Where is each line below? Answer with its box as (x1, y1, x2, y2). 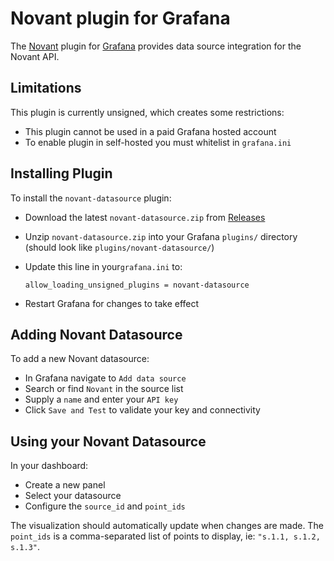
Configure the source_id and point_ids (24, 500, 186, 512)
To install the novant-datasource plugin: (10, 192, 172, 204)
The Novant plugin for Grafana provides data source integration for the (10, 40, 302, 52)
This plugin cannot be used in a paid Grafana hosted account (24, 125, 277, 137)
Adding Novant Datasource (10, 326, 183, 343)
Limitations (10, 80, 82, 97)
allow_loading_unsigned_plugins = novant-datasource (24, 280, 250, 290)
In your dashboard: (10, 460, 89, 472)
